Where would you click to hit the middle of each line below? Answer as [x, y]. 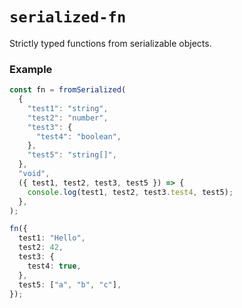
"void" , [34, 174]
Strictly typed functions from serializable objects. [110, 43]
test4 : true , [54, 266]
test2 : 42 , [41, 248]
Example [31, 69]
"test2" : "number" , [68, 118]
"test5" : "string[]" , [72, 155]
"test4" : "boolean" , [78, 136]
